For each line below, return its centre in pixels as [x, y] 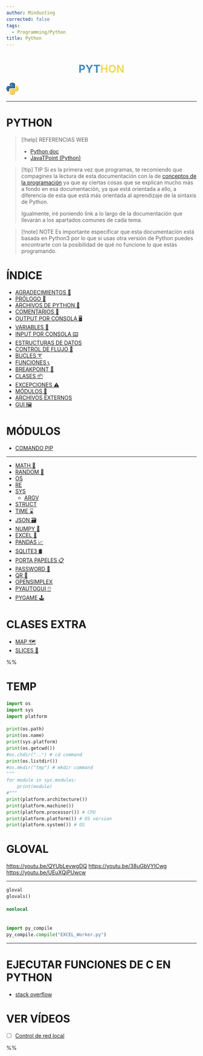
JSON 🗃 [26, 520]
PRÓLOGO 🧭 [31, 299]
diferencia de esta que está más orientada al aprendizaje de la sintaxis [108, 195]
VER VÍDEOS [38, 1019]
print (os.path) [25, 729]
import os [19, 703]
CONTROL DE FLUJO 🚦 [44, 349]
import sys [20, 710]
